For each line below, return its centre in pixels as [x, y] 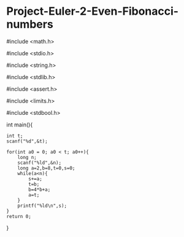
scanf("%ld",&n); [40, 163]
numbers [30, 24]
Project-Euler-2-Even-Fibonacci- [93, 11]
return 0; [19, 216]
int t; [15, 136]
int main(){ [20, 125]
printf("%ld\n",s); [42, 206]
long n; [27, 157]
